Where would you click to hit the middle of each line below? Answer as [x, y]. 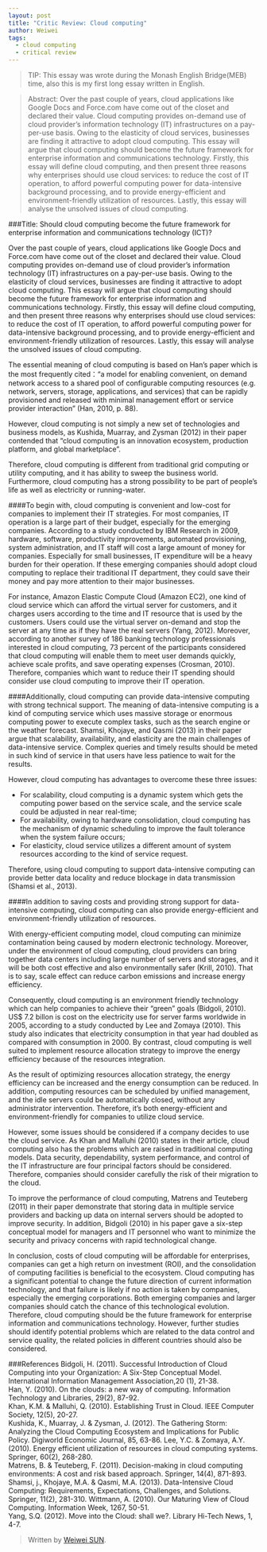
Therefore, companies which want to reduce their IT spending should [122, 673]
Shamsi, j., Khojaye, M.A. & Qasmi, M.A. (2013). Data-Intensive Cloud [121, 1482]
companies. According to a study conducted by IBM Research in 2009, [124, 530]
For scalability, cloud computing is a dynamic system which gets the [132, 795]
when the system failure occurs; [72, 837]
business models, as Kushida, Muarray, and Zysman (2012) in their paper [128, 432]
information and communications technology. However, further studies [124, 1323]
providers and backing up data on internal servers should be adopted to [126, 1215]
